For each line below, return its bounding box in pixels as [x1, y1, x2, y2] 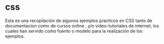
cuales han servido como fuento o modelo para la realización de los [5, 28, 143, 34]
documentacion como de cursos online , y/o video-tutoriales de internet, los [5, 22, 159, 28]
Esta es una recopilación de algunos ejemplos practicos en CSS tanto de [5, 18, 153, 23]
